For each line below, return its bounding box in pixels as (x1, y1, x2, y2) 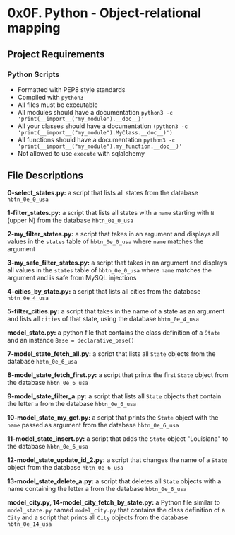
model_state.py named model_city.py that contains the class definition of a (7, 505, 226, 514)
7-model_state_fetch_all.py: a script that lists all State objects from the (7, 349, 217, 358)
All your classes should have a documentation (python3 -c (17, 122, 188, 130)
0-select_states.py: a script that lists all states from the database (7, 188, 199, 197)
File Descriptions (7, 170, 83, 182)
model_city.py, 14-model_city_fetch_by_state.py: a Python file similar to (7, 497, 221, 507)
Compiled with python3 (17, 93, 84, 101)
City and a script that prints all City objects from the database (7, 513, 188, 522)
